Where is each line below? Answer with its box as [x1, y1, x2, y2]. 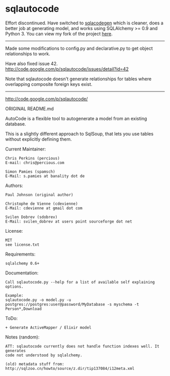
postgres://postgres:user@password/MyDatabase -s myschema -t [5, 302, 139, 307]
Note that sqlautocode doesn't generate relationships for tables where [5, 76, 152, 82]
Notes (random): [5, 334, 39, 340]
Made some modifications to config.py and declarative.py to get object [5, 45, 153, 51]
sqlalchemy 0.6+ [5, 261, 39, 266]
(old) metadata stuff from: [5, 361, 65, 366]
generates [5, 348, 26, 353]
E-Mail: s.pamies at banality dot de [5, 173, 85, 178]
